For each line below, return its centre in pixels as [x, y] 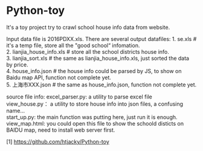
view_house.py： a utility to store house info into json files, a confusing [95, 104]
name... [16, 111]
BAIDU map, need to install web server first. [61, 130]
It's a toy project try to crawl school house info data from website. [88, 27]
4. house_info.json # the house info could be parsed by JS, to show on [94, 71]
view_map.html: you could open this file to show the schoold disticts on [95, 123]
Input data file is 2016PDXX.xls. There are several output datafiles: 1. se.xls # [101, 39]
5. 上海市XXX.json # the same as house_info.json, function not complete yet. [101, 85]
